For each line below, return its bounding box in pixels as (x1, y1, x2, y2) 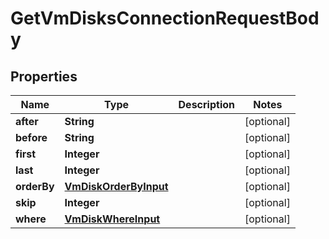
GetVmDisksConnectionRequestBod (10, 7, 320, 30)
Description (178, 98, 235, 111)
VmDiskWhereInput (64, 212, 161, 226)
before (15, 131, 48, 144)
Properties (10, 68, 78, 85)
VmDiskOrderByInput (64, 180, 169, 193)
